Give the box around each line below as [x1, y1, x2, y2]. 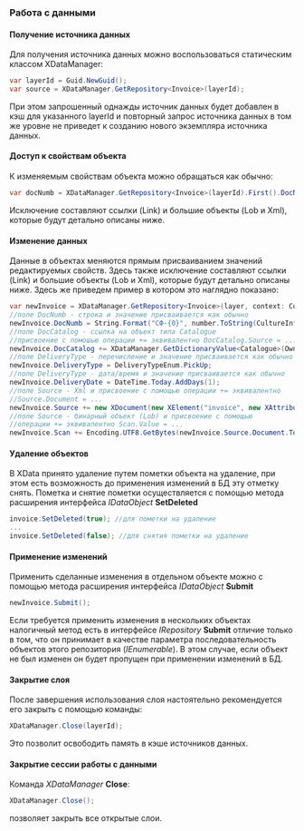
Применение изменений [9, 551, 108, 562]
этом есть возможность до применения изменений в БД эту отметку [9, 478, 280, 489]
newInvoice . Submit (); [9, 599, 91, 608]
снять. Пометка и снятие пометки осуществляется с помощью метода [9, 487, 285, 498]
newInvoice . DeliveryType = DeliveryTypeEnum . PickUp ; [9, 361, 213, 370]
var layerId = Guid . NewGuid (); [9, 76, 128, 85]
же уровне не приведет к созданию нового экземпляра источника [9, 120, 268, 131]
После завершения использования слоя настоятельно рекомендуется [9, 694, 282, 705]
